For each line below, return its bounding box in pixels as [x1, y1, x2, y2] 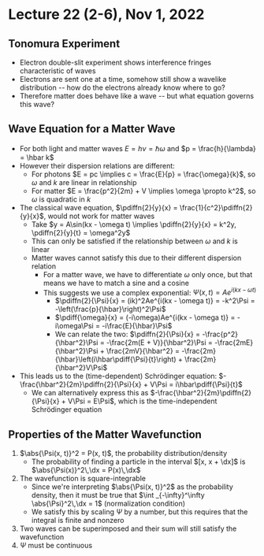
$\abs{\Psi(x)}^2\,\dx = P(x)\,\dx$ [31, 465, 141, 475]
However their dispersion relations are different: [19, 161, 175, 170]
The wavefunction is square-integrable [19, 474, 146, 484]
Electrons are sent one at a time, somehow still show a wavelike [19, 75, 227, 83]
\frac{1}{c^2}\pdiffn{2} [179, 202, 254, 212]
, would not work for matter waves [43, 211, 155, 221]
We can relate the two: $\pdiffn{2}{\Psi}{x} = [54, 329, 201, 339]
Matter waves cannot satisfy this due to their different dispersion [31, 253, 242, 262]
